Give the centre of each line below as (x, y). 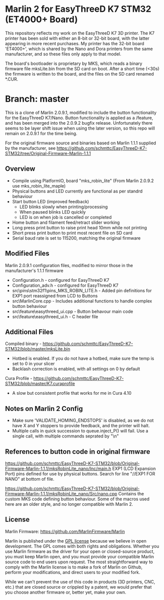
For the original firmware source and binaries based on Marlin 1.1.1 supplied (81, 143)
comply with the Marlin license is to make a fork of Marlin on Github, (74, 567)
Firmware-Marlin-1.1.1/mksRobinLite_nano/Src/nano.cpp (61, 493)
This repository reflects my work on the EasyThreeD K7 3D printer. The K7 (80, 33)
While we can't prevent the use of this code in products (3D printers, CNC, (80, 582)
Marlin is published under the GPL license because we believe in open (76, 541)
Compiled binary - (23, 344)
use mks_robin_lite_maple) (39, 186)
